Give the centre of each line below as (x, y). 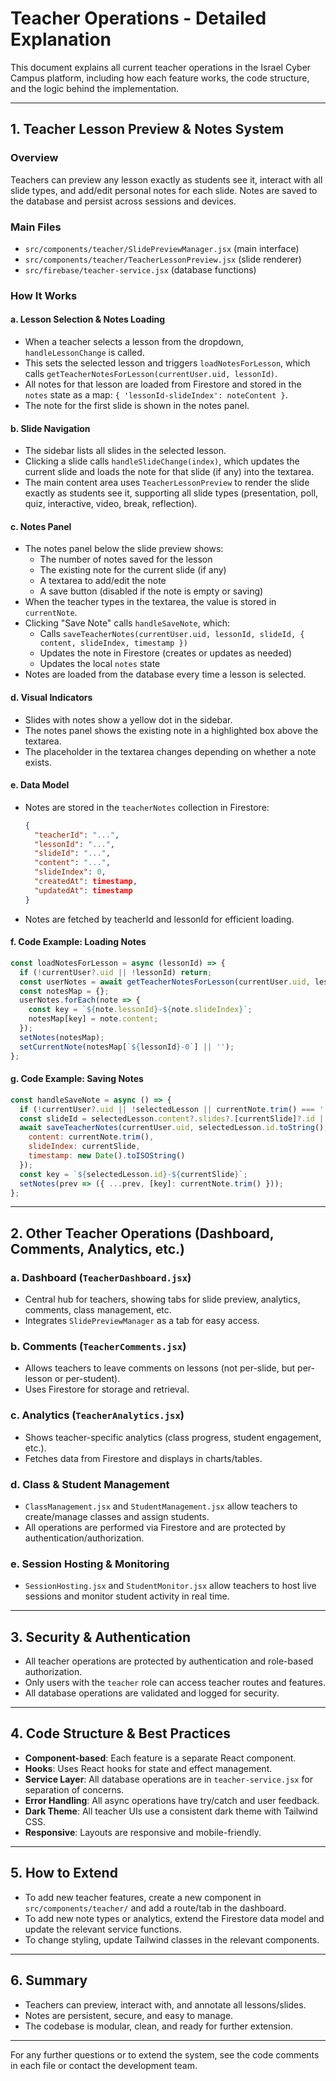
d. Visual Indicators (51, 698)
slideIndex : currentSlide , (84, 1147)
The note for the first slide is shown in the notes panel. (137, 406)
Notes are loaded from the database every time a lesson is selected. (165, 674)
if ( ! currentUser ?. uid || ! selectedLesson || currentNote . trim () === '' (174, 1109)
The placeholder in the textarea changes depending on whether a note (170, 751)
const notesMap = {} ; (64, 991)
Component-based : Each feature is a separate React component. (160, 1758)
